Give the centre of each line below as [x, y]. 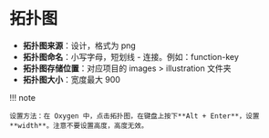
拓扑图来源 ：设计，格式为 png [79, 45]
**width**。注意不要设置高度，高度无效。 [79, 125]
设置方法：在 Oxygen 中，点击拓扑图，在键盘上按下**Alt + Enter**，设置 [134, 116]
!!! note [23, 97]
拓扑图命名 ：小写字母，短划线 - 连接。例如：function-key [131, 56]
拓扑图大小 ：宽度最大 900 [72, 79]
